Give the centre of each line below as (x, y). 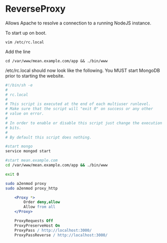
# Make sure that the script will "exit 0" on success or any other (79, 109)
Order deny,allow (42, 202)
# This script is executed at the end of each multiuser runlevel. (78, 104)
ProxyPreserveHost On (37, 225)
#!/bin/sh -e (19, 85)
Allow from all (40, 207)
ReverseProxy (36, 9)
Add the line (18, 51)
